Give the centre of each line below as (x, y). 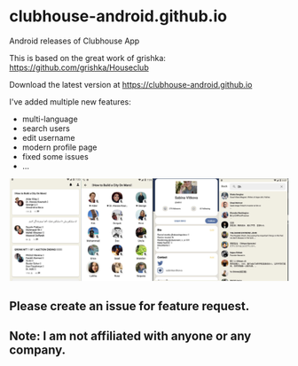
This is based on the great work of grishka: (88, 58)
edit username (48, 137)
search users (46, 128)
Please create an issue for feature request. (129, 306)
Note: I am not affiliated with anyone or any (130, 336)
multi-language (50, 119)
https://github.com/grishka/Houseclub (79, 67)
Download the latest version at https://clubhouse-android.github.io (131, 84)
